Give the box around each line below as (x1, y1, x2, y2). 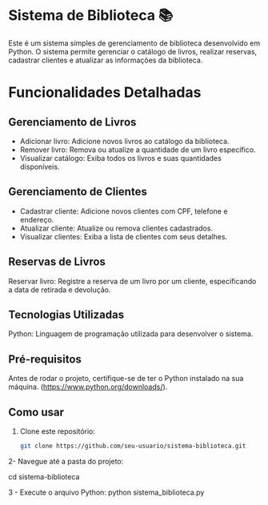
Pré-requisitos (8, 352, 82, 366)
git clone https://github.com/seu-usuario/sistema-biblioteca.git (19, 442, 246, 450)
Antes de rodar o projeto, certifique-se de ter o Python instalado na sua (8, 374, 244, 383)
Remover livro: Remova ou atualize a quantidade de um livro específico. (19, 145, 256, 154)
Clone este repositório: (19, 427, 96, 436)
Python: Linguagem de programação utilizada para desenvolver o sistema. (8, 329, 254, 339)
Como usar (8, 405, 65, 419)
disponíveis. (19, 162, 60, 171)
